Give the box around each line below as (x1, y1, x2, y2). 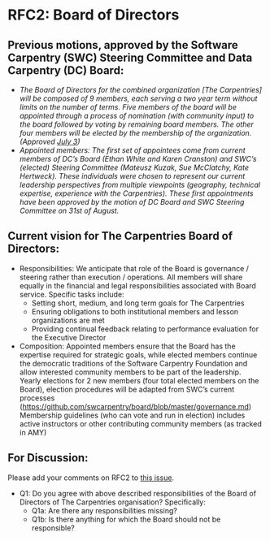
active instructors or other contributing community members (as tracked (19, 418, 262, 428)
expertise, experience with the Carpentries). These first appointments (19, 188, 254, 198)
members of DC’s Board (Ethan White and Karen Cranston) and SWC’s (19, 154, 257, 163)
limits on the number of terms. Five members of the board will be (19, 102, 237, 111)
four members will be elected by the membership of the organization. (19, 128, 252, 137)
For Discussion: (7, 451, 89, 465)
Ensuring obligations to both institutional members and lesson (31, 306, 239, 316)
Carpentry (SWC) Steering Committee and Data (7, 50, 253, 64)
